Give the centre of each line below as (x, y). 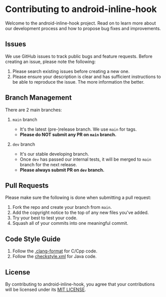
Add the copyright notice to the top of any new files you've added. (81, 213)
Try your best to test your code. (45, 218)
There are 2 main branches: (34, 110)
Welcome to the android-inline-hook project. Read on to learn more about (81, 23)
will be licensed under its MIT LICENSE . (46, 289)
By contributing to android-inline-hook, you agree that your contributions (80, 284)
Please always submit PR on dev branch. (62, 170)
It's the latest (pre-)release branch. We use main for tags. (78, 129)
